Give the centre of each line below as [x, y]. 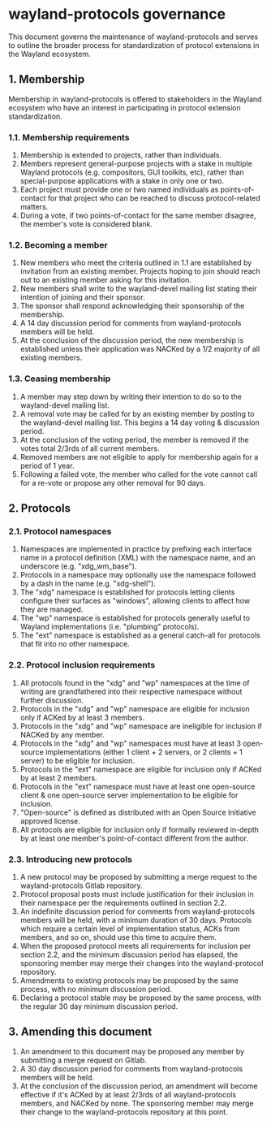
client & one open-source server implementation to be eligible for [129, 795]
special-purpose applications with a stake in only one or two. [122, 181]
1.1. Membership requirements [69, 137]
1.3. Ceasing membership [60, 379]
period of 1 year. [47, 465]
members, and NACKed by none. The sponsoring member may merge [137, 1103]
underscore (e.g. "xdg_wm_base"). [78, 566]
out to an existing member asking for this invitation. [106, 280]
